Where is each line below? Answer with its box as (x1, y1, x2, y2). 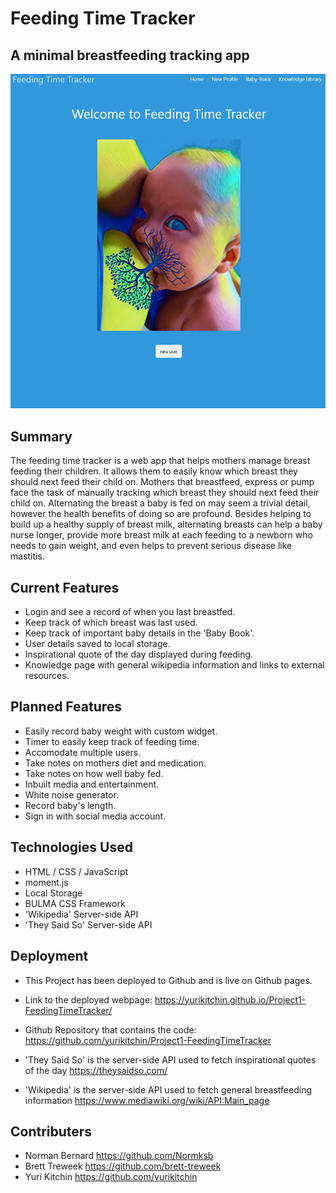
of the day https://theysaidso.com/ (24, 1064, 168, 1076)
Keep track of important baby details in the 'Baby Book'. (24, 627, 255, 639)
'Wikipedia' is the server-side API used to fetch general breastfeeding (24, 1083, 312, 1096)
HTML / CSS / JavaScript (24, 865, 129, 877)
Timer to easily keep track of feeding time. (24, 735, 200, 747)
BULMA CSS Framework (24, 897, 126, 909)
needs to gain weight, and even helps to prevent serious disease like (10, 540, 293, 552)
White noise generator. (24, 788, 119, 801)
